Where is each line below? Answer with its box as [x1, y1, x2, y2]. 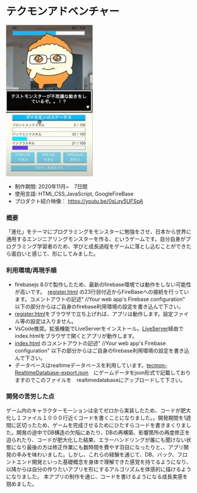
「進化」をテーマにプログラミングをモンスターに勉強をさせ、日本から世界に [6, 228, 192, 235]
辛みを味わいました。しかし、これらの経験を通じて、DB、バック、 [16, 451, 178, 458]
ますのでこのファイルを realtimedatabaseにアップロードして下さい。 [14, 376, 186, 383]
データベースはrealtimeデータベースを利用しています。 [14, 361, 147, 368]
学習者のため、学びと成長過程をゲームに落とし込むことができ [36, 243, 186, 250]
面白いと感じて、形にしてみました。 [11, 250, 99, 257]
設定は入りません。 [30, 317, 77, 324]
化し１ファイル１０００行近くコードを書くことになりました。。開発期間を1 [6, 414, 186, 421]
